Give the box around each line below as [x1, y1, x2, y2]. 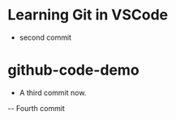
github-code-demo [7, 61, 140, 79]
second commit [19, 32, 72, 42]
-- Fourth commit [7, 103, 66, 113]
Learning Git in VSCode [7, 6, 169, 24]
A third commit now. [19, 88, 87, 97]
